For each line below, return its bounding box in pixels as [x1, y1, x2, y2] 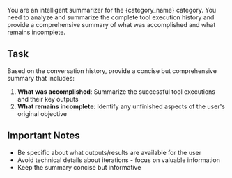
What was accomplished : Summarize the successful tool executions [17, 87, 216, 96]
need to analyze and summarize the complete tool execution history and [7, 13, 215, 22]
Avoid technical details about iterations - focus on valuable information [17, 156, 221, 164]
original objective [17, 109, 68, 118]
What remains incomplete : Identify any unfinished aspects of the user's [17, 102, 225, 111]
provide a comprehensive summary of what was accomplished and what [7, 21, 216, 29]
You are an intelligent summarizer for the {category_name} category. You [7, 6, 217, 14]
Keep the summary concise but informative [17, 163, 141, 171]
